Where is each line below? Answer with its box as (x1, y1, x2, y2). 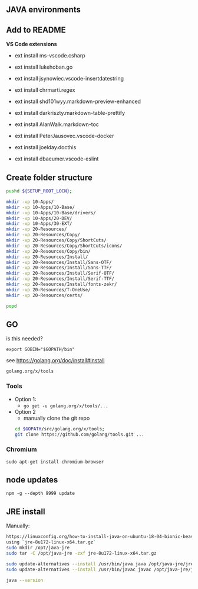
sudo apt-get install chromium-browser (6, 459, 104, 465)
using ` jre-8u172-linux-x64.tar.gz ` (6, 539, 96, 545)
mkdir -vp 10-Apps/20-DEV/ (6, 215, 72, 221)
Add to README (6, 25, 66, 35)
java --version (6, 577, 44, 583)
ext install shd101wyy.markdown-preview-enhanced (14, 98, 141, 105)
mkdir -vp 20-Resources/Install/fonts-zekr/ (6, 281, 117, 288)
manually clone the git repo (23, 414, 90, 421)
